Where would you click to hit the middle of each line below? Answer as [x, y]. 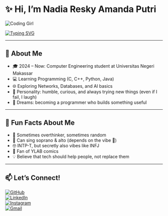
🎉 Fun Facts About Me [40, 123]
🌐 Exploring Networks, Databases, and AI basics [62, 86]
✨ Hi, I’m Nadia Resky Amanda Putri [81, 9]
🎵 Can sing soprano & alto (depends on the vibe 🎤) [64, 140]
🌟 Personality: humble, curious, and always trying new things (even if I [85, 92]
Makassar [22, 73]
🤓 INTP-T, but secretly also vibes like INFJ [56, 145]
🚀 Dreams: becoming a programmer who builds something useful [79, 102]
